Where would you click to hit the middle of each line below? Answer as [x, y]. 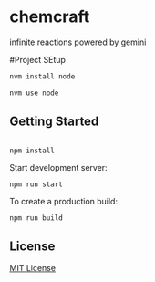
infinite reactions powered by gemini [78, 42]
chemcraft [50, 17]
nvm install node [42, 76]
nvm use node [34, 93]
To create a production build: [64, 202]
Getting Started [54, 122]
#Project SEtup [38, 59]
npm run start [36, 184]
